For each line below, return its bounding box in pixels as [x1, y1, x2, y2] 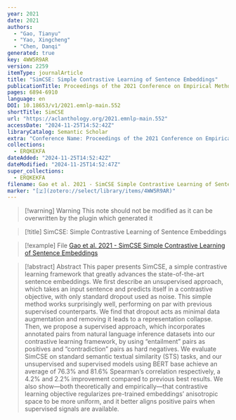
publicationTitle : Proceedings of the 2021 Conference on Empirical [7, 82, 212, 89]
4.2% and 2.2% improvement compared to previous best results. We [24, 375, 223, 383]
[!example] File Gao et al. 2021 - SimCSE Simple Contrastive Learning [24, 241, 225, 250]
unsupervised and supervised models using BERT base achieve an [24, 360, 218, 369]
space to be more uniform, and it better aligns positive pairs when [24, 397, 216, 406]
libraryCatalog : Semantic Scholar [7, 128, 109, 135]
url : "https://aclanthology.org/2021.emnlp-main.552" [7, 115, 169, 122]
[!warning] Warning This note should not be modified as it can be [24, 206, 213, 215]
